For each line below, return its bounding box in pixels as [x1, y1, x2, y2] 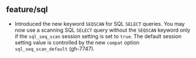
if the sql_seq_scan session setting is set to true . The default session [14, 32, 182, 40]
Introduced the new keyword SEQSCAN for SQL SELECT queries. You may [14, 20, 185, 27]
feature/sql [6, 5, 48, 15]
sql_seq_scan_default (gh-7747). [14, 45, 95, 52]
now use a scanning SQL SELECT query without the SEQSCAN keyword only [14, 26, 191, 33]
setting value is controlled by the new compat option [14, 39, 140, 46]
